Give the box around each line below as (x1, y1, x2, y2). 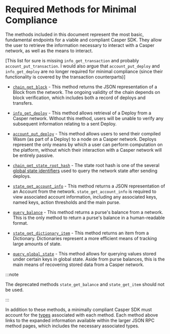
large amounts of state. (12, 241, 62, 247)
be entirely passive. (12, 152, 54, 158)
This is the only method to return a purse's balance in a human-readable (12, 214, 165, 221)
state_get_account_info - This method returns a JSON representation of (12, 183, 165, 189)
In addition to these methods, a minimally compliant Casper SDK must (5, 306, 152, 313)
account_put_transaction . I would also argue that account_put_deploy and (5, 63, 160, 69)
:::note (5, 271, 19, 277)
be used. (5, 287, 24, 293)
